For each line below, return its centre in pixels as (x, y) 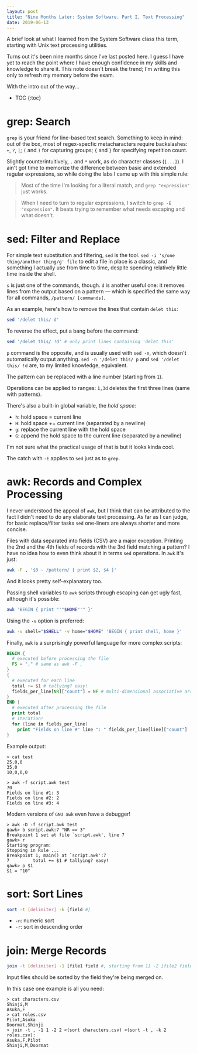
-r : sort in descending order (49, 927)
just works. (34, 191)
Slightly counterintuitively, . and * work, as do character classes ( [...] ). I (95, 162)
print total (27, 713)
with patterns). (24, 394)
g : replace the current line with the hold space (70, 429)
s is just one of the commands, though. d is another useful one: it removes (96, 285)
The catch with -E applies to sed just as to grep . (63, 458)
